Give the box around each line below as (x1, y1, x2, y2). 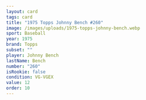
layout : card (6, 8, 38, 15)
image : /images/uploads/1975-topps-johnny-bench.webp (6, 25, 141, 31)
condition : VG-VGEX (6, 74, 54, 80)
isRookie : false (6, 69, 46, 75)
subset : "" (6, 47, 33, 53)
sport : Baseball (6, 31, 46, 36)
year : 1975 (6, 36, 33, 42)
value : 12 (6, 80, 30, 86)
